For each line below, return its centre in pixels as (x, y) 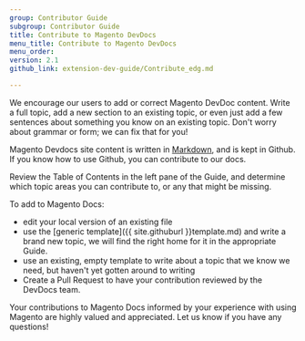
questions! (29, 326)
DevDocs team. (51, 289)
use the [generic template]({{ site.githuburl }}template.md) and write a (154, 231)
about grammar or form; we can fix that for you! (99, 131)
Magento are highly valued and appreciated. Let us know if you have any (146, 316)
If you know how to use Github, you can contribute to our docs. (128, 159)
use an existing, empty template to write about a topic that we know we (156, 260)
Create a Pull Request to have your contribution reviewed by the (142, 280)
